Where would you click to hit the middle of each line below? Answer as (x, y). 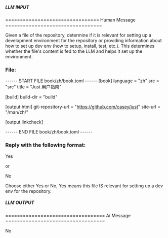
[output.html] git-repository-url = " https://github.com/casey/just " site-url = (83, 107)
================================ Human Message (70, 20)
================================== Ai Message (68, 215)
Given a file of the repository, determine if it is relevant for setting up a (78, 35)
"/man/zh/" (17, 112)
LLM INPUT (17, 7)
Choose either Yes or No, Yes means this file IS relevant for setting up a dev (84, 186)
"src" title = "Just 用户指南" (33, 87)
